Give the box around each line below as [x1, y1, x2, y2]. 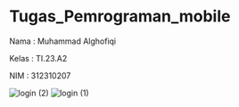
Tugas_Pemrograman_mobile [9, 6, 231, 27]
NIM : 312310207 [9, 70, 71, 81]
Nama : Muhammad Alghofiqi [9, 36, 117, 46]
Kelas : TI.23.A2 [9, 53, 68, 63]
